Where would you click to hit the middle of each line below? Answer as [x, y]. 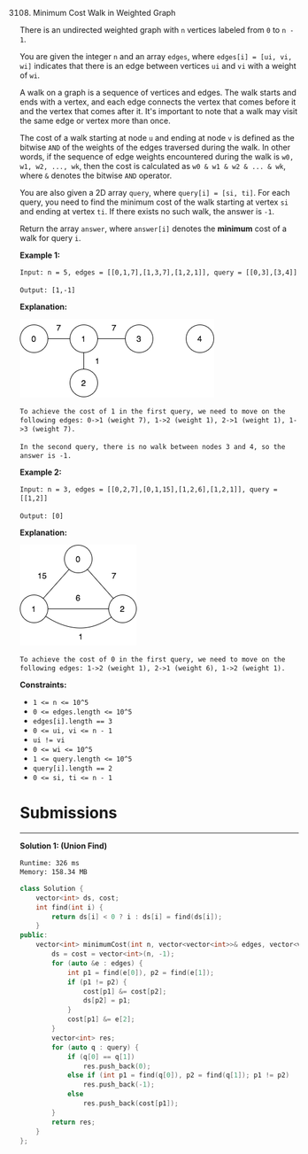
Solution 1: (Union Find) [64, 846]
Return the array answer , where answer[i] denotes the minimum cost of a [154, 228]
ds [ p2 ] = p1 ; [107, 1001]
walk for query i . [50, 238]
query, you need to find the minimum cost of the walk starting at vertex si [154, 202]
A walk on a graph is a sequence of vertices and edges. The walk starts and [158, 93]
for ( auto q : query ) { [95, 1047]
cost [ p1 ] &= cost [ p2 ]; [125, 991]
